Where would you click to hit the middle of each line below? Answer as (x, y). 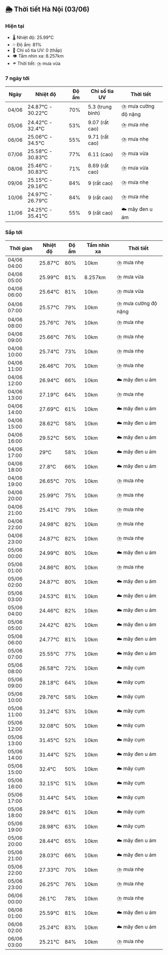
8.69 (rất (98, 165)
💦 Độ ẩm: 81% (27, 45)
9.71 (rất (98, 137)
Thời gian (21, 248)
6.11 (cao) (100, 154)
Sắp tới (14, 232)
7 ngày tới (17, 78)
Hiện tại (15, 26)
